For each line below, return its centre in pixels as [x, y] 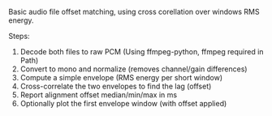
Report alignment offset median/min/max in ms [98, 95]
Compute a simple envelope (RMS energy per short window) [121, 77]
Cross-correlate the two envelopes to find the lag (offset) [116, 86]
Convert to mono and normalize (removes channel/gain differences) [134, 69]
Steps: [19, 36]
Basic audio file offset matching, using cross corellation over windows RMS [134, 12]
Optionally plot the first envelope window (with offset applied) [123, 103]
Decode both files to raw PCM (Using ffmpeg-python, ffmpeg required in [142, 52]
